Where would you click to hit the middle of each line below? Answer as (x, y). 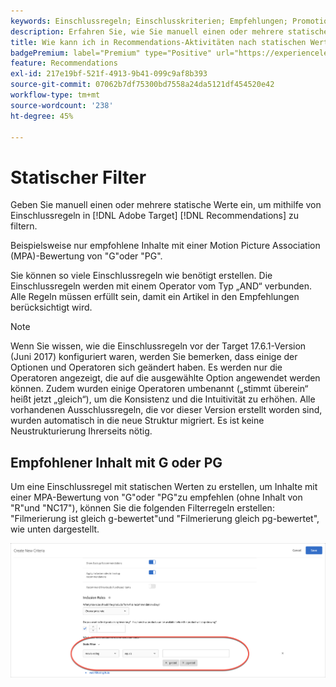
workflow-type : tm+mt (55, 95)
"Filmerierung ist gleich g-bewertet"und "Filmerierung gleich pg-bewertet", (165, 519)
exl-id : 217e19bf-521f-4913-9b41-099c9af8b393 (109, 74)
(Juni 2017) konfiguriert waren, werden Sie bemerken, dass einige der (154, 357)
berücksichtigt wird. (51, 307)
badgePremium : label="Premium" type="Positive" (111, 53)
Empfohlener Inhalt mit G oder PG (116, 462)
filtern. (24, 226)
